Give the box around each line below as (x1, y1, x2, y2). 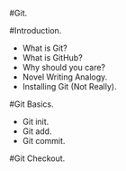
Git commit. (22, 136, 66, 146)
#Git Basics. (9, 99, 54, 109)
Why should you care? (22, 62, 106, 72)
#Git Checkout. (9, 153, 66, 164)
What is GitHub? (22, 52, 83, 62)
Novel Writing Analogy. (22, 71, 108, 82)
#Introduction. (9, 25, 62, 35)
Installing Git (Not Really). (22, 81, 117, 91)
